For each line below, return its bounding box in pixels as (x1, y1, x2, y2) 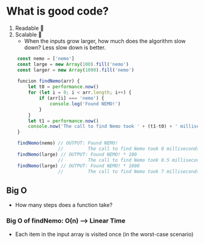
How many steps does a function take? (15, 201, 113, 209)
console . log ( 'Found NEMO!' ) (49, 100, 121, 107)
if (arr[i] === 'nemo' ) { (38, 96, 104, 102)
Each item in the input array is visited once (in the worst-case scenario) (15, 230, 194, 238)
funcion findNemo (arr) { (17, 78, 80, 85)
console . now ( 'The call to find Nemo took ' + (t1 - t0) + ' (28, 124, 178, 130)
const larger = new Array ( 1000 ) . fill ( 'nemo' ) (17, 67, 135, 73)
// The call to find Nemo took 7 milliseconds (58, 169, 200, 175)
